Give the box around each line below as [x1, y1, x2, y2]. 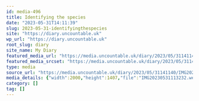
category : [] [6, 81, 38, 87]
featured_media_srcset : [6, 58, 65, 64]
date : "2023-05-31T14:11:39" [6, 20, 78, 26]
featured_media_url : [6, 53, 57, 59]
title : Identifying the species [6, 14, 86, 20]
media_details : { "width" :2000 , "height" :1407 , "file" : [6, 75, 139, 81]
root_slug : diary [6, 42, 49, 48]
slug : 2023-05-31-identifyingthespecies [6, 25, 108, 31]
